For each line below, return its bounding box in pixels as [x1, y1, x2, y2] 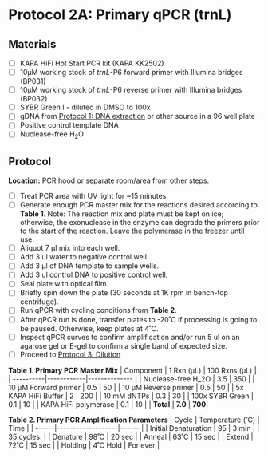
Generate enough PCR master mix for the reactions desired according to [19, 200, 258, 210]
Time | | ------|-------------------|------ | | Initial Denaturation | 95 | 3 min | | [8, 423, 260, 432]
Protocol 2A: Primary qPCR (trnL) [8, 6, 232, 24]
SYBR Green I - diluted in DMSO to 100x [19, 102, 151, 113]
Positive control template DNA [19, 120, 120, 130]
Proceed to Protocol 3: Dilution [19, 349, 121, 359]
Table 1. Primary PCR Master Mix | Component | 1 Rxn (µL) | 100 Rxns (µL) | [8, 365, 257, 375]
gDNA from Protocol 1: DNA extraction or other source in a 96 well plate [19, 112, 255, 121]
